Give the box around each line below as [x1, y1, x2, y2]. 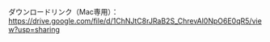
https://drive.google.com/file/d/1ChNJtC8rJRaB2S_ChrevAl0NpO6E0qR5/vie [8, 16, 263, 26]
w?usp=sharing [8, 25, 61, 34]
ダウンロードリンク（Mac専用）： [8, 7, 119, 16]
